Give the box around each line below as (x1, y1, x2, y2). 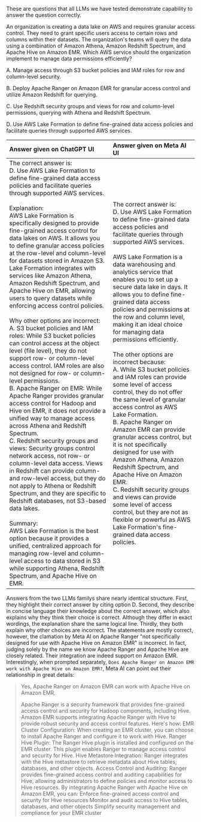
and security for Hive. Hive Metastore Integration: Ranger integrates (20, 752, 188, 759)
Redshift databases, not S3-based (9, 497, 106, 505)
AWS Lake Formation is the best (9, 527, 99, 535)
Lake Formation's (112, 523, 162, 531)
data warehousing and (112, 261, 176, 268)
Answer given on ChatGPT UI (9, 145, 95, 153)
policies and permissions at (112, 306, 190, 313)
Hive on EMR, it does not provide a (9, 406, 106, 415)
